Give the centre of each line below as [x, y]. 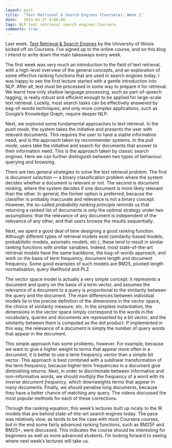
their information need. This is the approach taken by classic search [77, 151]
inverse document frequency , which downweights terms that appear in [80, 382]
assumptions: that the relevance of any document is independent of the [81, 216]
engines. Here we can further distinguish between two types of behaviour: [84, 157]
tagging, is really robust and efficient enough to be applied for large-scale [83, 98]
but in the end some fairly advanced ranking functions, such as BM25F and [85, 425]
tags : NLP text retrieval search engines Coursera [61, 24]
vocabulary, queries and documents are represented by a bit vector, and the [86, 318]
